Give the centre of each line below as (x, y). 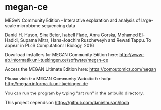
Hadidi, (12, 40)
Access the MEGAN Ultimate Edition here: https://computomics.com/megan (80, 69)
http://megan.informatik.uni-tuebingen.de (47, 83)
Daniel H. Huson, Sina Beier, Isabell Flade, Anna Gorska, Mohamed (72, 35)
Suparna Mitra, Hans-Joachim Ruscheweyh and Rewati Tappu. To (86, 40)
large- (147, 20)
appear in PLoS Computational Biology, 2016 (49, 45)
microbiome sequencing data (46, 25)
